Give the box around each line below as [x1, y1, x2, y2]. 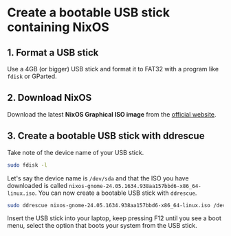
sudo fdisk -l [7, 161, 48, 169]
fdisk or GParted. [7, 72, 57, 80]
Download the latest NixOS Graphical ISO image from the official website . [7, 110, 217, 118]
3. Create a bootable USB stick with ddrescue [7, 130, 205, 142]
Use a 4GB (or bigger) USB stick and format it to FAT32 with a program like [7, 65, 219, 73]
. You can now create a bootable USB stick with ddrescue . [34, 189, 197, 197]
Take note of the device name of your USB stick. [7, 148, 144, 156]
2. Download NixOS [7, 92, 92, 104]
